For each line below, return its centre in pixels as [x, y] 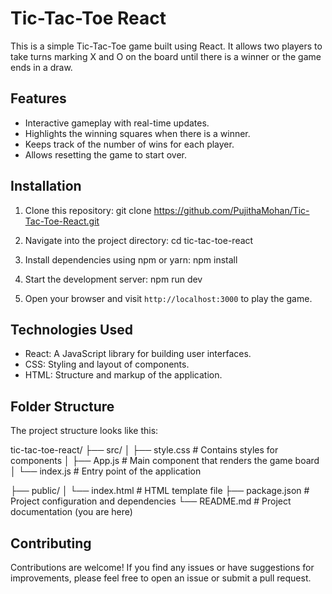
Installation [46, 186]
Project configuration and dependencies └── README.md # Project [151, 501]
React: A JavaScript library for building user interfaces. [138, 354]
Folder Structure [62, 406]
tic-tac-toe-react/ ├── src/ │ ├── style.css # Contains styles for [144, 450]
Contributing [51, 543]
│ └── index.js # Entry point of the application [106, 471]
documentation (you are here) [71, 512]
